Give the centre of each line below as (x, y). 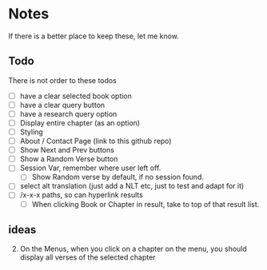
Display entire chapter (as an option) (80, 123)
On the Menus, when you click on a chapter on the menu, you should (133, 249)
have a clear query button (62, 105)
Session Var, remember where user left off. (90, 168)
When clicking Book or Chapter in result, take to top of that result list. (145, 204)
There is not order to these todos (63, 80)
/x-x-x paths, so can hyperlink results (82, 195)
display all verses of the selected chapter (88, 257)
